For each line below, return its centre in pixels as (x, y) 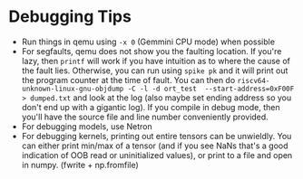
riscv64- (254, 80)
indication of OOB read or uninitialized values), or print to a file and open (157, 155)
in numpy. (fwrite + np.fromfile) (80, 165)
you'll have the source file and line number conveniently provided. (145, 117)
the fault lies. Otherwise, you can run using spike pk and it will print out (155, 71)
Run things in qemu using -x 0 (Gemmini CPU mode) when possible (148, 42)
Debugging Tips (70, 17)
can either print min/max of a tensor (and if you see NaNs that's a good (155, 146)
